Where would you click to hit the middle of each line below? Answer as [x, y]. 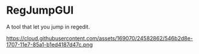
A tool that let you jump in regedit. [48, 27]
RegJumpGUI [40, 10]
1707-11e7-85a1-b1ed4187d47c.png [50, 45]
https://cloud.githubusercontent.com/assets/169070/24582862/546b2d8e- [100, 38]
